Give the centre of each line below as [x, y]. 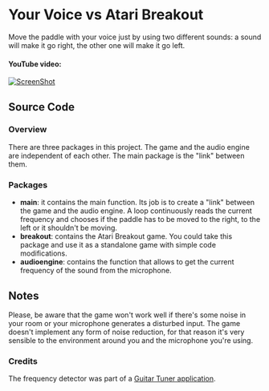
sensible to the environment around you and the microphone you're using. [131, 340]
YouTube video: [35, 64]
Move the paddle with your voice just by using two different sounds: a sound [135, 37]
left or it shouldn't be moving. [69, 228]
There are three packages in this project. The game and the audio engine [129, 147]
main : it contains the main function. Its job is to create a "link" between [137, 203]
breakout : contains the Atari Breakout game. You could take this [126, 236]
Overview [28, 130]
